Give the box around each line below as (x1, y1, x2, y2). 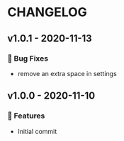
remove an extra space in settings (17, 69, 117, 78)
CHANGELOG (7, 4, 87, 20)
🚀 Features (7, 111, 45, 121)
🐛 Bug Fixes (7, 54, 48, 63)
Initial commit (17, 127, 57, 135)
